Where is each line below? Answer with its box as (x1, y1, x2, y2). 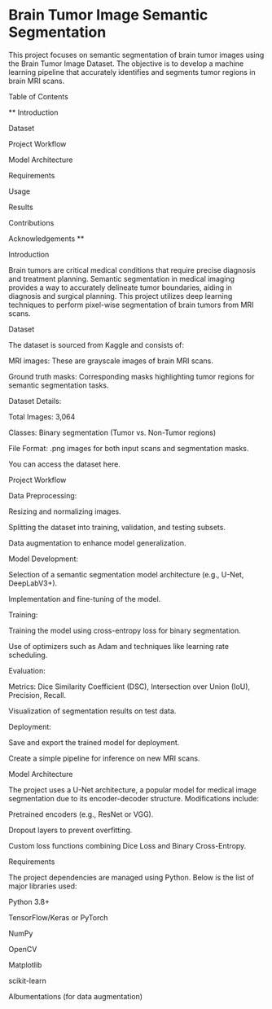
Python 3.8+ (8, 897, 50, 906)
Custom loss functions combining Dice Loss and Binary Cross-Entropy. (8, 840, 247, 850)
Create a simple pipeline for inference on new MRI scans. (8, 753, 200, 763)
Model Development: (8, 554, 79, 564)
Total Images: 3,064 (8, 411, 76, 421)
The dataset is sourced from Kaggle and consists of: (8, 340, 185, 349)
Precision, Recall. (8, 690, 67, 700)
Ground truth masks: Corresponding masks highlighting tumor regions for (8, 371, 255, 381)
